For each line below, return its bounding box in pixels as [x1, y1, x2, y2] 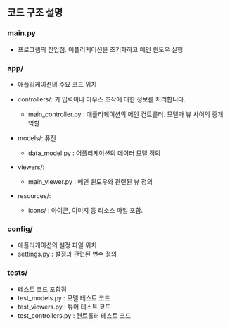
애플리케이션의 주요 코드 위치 [17, 80, 97, 88]
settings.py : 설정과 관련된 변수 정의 [17, 249, 117, 259]
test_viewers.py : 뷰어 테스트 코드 [17, 302, 111, 311]
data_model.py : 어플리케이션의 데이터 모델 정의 [27, 149, 161, 157]
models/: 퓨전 [17, 133, 56, 142]
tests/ [7, 268, 28, 278]
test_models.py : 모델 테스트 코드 [17, 293, 110, 302]
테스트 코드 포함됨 [17, 285, 67, 293]
